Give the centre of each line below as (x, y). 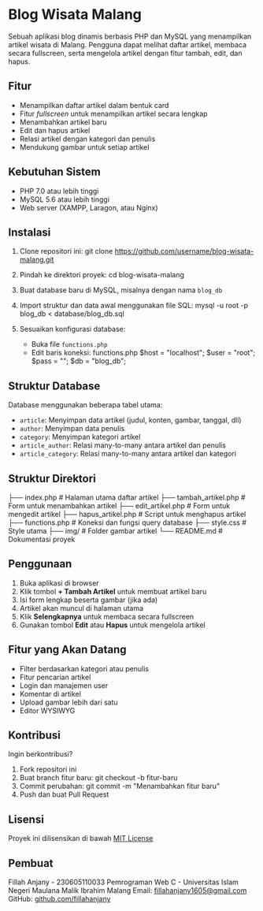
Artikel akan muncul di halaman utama (81, 608)
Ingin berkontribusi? (41, 754)
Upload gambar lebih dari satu (69, 702)
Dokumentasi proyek (42, 539)
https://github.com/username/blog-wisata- (184, 251)
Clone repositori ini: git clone (66, 251)
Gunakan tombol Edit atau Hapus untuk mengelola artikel (113, 625)
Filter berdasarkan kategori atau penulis (84, 668)
